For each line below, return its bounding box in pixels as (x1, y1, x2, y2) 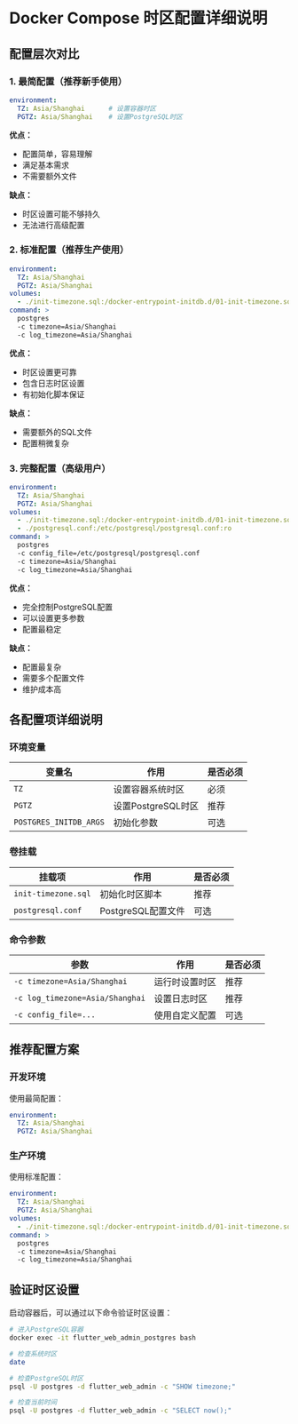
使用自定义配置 (153, 1009, 217, 1022)
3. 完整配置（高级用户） (9, 462, 111, 474)
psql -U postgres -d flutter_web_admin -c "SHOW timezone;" (9, 1382, 237, 1391)
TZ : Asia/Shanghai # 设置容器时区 (17, 104, 157, 113)
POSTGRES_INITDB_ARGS (13, 817, 105, 827)
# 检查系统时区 (9, 1349, 58, 1358)
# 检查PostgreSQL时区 (9, 1373, 84, 1382)
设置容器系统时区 (113, 784, 184, 796)
